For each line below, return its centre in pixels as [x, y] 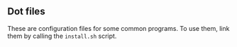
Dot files [26, 12]
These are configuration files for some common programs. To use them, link [118, 28]
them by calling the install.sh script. [62, 36]
